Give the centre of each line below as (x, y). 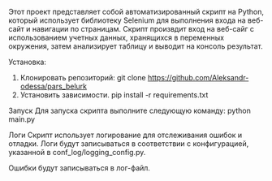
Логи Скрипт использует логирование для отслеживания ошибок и (125, 135)
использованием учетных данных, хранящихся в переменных (117, 37)
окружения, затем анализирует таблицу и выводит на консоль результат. (136, 46)
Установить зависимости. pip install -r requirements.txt (114, 95)
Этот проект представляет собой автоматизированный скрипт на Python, (136, 12)
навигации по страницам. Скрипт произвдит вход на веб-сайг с (143, 29)
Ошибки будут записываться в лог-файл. (79, 168)
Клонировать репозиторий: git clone (83, 78)
